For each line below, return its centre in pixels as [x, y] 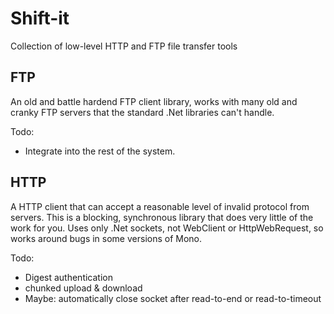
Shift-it [40, 18]
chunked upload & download [83, 288]
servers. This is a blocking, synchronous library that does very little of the [162, 217]
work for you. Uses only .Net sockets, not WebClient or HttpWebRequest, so [167, 228]
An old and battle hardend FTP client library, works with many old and [154, 101]
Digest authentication [68, 277]
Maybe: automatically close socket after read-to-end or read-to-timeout [173, 298]
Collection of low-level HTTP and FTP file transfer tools [124, 46]
